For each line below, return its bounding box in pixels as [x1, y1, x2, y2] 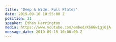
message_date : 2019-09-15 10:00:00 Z [5, 29, 83, 34]
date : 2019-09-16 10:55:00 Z [5, 12, 65, 16]
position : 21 [5, 16, 32, 21]
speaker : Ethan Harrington [5, 20, 60, 26]
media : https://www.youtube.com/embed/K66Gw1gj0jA [5, 25, 111, 30]
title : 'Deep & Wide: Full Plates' [5, 7, 78, 12]
